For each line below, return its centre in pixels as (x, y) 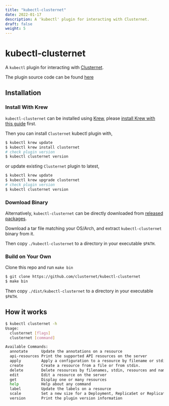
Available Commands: (27, 347)
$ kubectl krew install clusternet (43, 147)
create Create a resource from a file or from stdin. (75, 365)
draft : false (19, 24)
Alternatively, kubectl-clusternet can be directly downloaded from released (84, 213)
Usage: (12, 328)
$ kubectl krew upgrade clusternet (43, 180)
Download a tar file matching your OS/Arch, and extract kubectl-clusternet (83, 228)
